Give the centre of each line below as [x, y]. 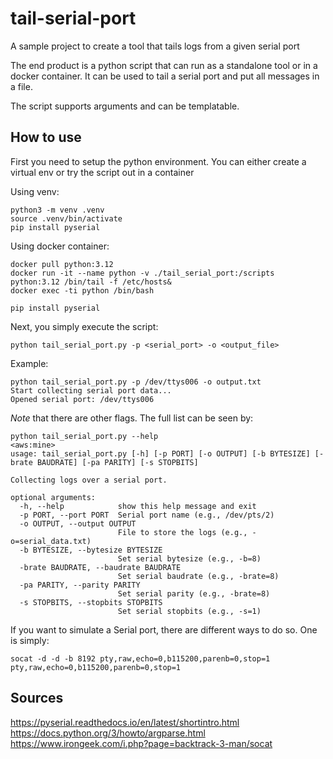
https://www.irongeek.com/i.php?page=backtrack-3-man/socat [141, 743]
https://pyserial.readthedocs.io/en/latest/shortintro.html [125, 722]
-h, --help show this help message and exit [138, 506]
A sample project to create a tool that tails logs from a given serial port [155, 46]
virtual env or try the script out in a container [102, 172]
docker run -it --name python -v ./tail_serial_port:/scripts [142, 273]
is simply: [30, 640]
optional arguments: [53, 497]
